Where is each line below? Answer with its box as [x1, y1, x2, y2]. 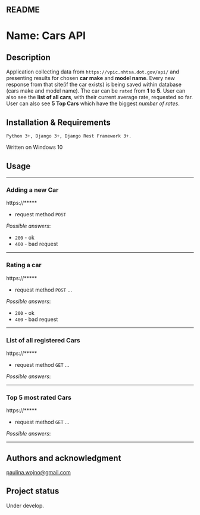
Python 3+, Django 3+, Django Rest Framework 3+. [6, 133, 132, 139]
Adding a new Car [6, 185, 59, 194]
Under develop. [6, 502, 45, 509]
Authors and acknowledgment [6, 453, 121, 463]
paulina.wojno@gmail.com [6, 469, 71, 476]
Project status [6, 486, 60, 496]
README [6, 5, 40, 15]
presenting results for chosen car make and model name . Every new [6, 75, 176, 82]
